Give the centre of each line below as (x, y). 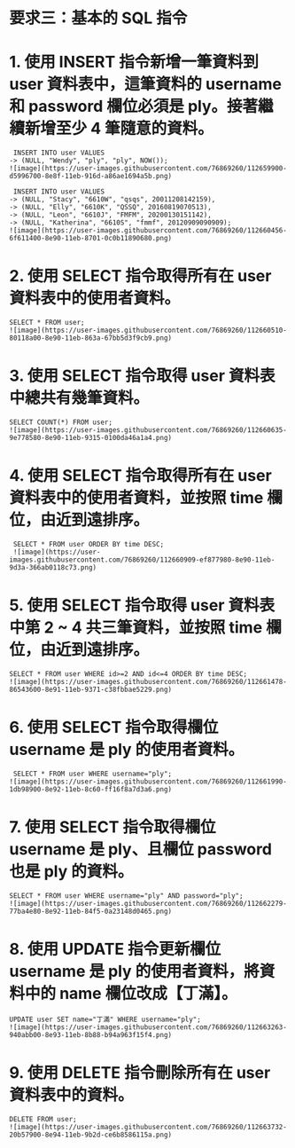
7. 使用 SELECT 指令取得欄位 (113, 827)
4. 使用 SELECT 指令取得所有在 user (140, 476)
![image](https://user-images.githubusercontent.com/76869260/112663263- (148, 1027)
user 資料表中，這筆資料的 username (145, 84)
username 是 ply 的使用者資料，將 (134, 971)
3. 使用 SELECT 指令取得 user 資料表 (142, 376)
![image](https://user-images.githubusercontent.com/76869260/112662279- (148, 903)
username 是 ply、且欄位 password (141, 849)
